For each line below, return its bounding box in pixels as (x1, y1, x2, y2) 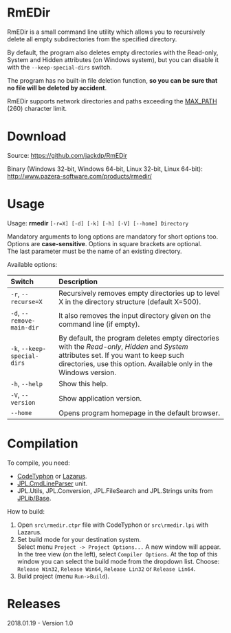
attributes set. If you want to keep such (58, 350, 184, 360)
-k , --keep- (10, 343, 47, 353)
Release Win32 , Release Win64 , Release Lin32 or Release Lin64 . (16, 564, 196, 573)
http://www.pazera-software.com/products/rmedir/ (7, 172, 153, 180)
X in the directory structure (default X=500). (58, 297, 201, 306)
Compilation (7, 436, 78, 451)
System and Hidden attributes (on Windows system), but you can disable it (7, 55, 219, 63)
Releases (7, 596, 60, 612)
